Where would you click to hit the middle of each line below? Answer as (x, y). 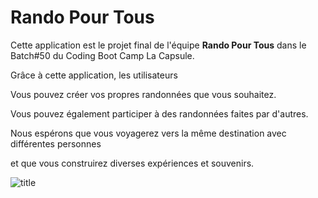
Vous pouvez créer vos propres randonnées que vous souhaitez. (143, 94)
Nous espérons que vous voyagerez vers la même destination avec (148, 133)
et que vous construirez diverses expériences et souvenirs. (132, 163)
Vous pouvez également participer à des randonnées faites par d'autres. (159, 113)
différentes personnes (56, 143)
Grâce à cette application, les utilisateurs (94, 75)
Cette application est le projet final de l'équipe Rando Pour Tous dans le (158, 45)
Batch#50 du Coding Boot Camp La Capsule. (102, 55)
